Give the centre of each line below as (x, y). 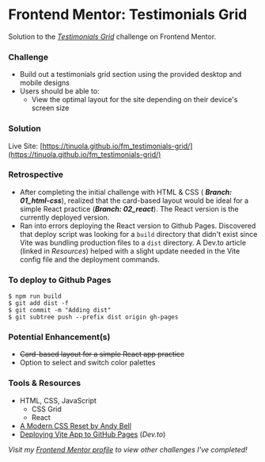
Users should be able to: (60, 91)
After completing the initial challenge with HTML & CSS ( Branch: (126, 192)
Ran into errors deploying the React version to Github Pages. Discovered (138, 225)
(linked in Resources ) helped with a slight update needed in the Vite (130, 250)
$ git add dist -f (38, 304)
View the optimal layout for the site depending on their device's (134, 100)
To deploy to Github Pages (60, 280)
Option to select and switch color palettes (87, 363)
